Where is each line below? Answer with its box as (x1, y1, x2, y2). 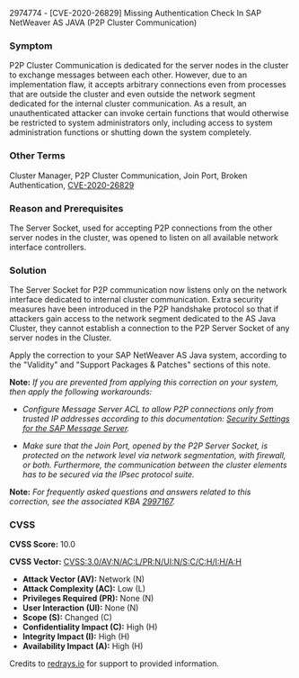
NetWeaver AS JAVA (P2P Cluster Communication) (9, 17, 198, 28)
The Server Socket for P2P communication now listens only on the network (9, 285, 287, 295)
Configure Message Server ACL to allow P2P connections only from (22, 404, 274, 415)
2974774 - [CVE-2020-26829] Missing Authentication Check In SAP (9, 8, 262, 18)
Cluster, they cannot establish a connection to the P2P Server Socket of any (9, 323, 290, 334)
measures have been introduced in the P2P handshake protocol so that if (9, 303, 279, 314)
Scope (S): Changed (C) (22, 612, 112, 623)
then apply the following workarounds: (9, 386, 153, 397)
